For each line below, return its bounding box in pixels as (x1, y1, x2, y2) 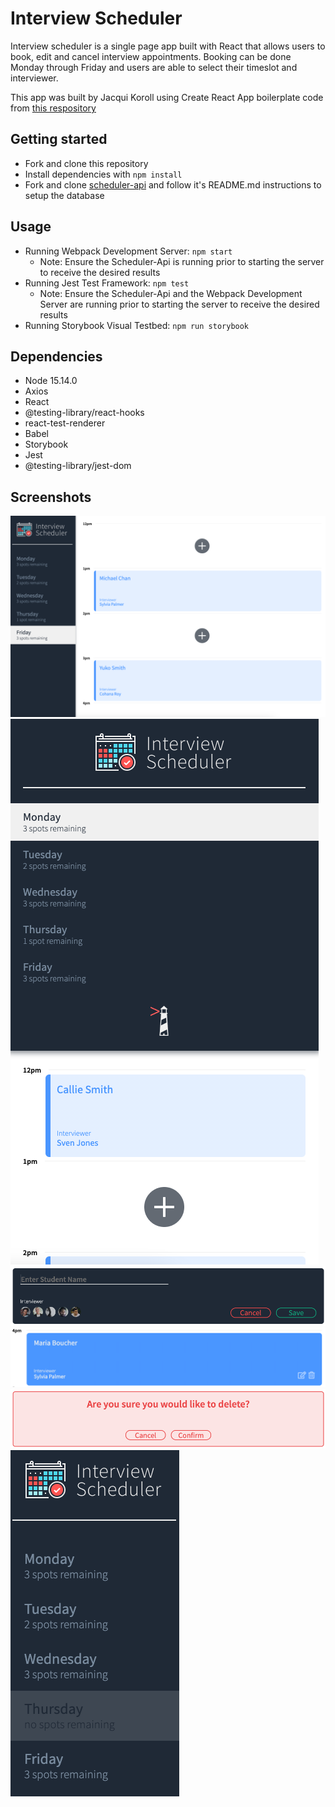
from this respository (10, 102, 97, 114)
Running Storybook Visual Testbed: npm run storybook (24, 319, 250, 331)
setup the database (24, 189, 105, 201)
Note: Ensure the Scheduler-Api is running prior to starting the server (39, 255, 325, 267)
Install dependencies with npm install (24, 168, 183, 180)
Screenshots (10, 488, 92, 506)
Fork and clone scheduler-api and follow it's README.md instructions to (24, 178, 322, 191)
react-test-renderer (24, 417, 106, 429)
